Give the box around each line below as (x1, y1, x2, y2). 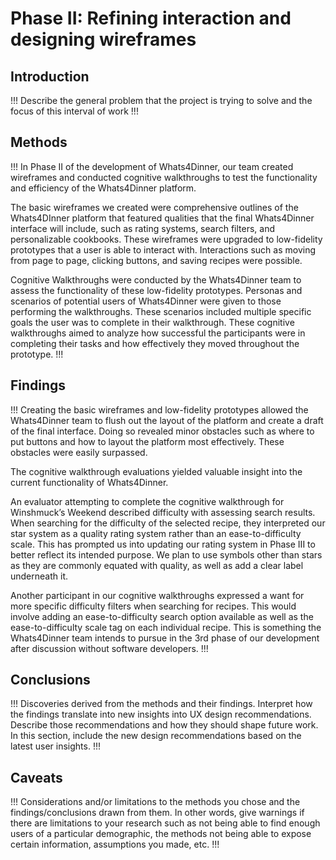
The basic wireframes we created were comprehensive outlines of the (10, 201, 299, 213)
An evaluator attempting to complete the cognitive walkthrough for (10, 495, 285, 507)
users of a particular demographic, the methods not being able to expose (10, 828, 312, 840)
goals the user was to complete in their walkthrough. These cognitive (10, 316, 295, 328)
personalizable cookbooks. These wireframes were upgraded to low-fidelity (10, 233, 323, 245)
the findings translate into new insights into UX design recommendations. (10, 708, 312, 721)
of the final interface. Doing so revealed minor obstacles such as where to (10, 425, 315, 437)
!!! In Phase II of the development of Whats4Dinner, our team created (10, 160, 294, 172)
